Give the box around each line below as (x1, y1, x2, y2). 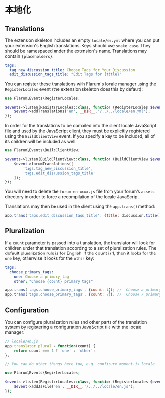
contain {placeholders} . (5, 53, 54, 59)
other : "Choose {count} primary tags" (14, 279, 93, 284)
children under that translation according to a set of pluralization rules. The (5, 245, 157, 251)
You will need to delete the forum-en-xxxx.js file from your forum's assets (5, 188, 155, 195)
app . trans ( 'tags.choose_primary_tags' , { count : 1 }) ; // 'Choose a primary (5, 288, 162, 292)
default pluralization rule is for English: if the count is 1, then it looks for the (5, 250, 156, 256)
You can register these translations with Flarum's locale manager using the (5, 81, 156, 87)
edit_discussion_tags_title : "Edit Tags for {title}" (9, 72, 122, 77)
